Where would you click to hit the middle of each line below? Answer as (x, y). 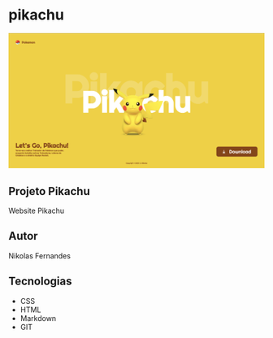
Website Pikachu (37, 211)
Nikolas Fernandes (40, 256)
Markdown (38, 318)
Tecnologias (40, 282)
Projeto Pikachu (50, 191)
